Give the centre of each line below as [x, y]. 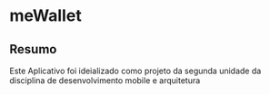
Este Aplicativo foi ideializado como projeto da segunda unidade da [135, 71]
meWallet [45, 16]
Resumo [33, 49]
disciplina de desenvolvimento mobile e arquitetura [105, 81]
